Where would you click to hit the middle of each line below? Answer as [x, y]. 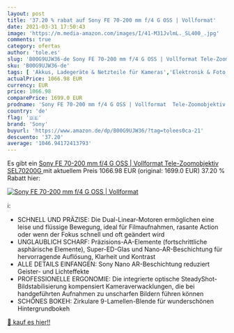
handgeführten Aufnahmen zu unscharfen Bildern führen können [110, 294]
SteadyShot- [199, 279]
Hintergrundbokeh [44, 309]
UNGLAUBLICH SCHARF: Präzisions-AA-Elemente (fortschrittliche [112, 242]
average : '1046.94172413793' [49, 144]
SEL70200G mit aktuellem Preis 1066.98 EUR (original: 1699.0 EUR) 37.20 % [116, 171]
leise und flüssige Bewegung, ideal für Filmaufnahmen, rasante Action [118, 227]
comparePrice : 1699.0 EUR [45, 98]
